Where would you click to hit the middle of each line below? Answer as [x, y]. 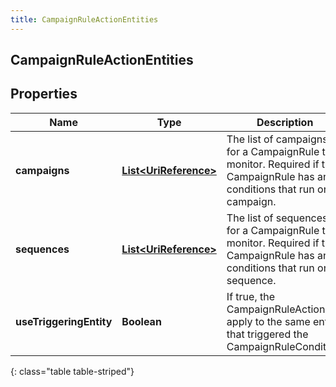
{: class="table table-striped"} [72, 371]
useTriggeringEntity [64, 321]
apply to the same [268, 321]
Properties [44, 94]
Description [285, 122]
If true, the [251, 296]
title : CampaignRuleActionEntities [84, 19]
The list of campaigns [277, 139]
